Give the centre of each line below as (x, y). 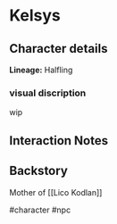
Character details (59, 49)
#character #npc (40, 210)
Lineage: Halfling (41, 70)
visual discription (48, 93)
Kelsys (35, 16)
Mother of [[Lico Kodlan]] (56, 192)
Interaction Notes (59, 141)
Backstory (39, 171)
